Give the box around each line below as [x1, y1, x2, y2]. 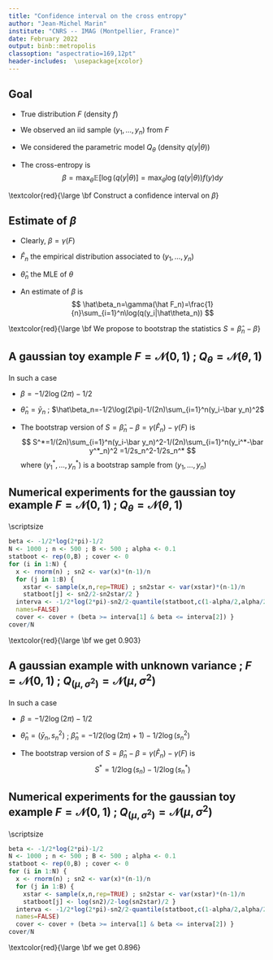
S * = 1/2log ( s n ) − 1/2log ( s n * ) [94, 763, 191, 776]
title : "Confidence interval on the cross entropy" [8, 11, 187, 20]
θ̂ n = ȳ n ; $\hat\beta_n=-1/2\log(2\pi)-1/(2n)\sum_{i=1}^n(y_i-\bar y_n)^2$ [19, 404, 265, 417]
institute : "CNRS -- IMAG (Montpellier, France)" [8, 27, 180, 35]
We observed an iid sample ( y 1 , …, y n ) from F [19, 124, 169, 137]
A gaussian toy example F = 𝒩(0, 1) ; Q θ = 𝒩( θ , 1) [8, 349, 262, 365]
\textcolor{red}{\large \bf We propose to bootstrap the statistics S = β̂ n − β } [8, 324, 262, 336]
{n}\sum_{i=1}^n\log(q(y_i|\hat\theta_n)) [71, 308, 203, 318]
